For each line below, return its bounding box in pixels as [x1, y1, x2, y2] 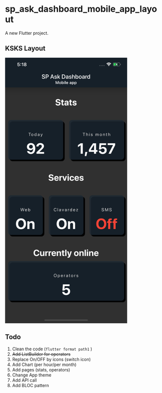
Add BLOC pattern [12, 382, 49, 388]
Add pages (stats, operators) [12, 367, 70, 372]
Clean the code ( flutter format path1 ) [12, 346, 93, 352]
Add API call [12, 377, 37, 383]
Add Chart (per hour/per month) [12, 362, 77, 367]
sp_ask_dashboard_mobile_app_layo [5, 3, 157, 15]
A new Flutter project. [5, 30, 49, 36]
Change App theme [12, 372, 52, 378]
